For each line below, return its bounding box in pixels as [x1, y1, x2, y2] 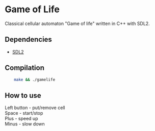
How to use [5, 91, 41, 100]
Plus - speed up [5, 116, 38, 122]
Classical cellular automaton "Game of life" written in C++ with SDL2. [5, 20, 150, 27]
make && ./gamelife [14, 77, 56, 82]
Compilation [5, 64, 44, 72]
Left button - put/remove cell [5, 104, 65, 111]
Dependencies [5, 35, 52, 44]
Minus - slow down [5, 121, 45, 127]
